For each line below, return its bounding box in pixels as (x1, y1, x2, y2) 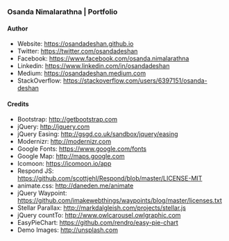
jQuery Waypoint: (17, 189, 67, 197)
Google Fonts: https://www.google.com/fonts (17, 144, 147, 153)
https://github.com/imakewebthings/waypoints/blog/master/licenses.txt (17, 197, 222, 205)
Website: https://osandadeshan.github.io (17, 40, 134, 48)
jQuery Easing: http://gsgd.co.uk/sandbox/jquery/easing (17, 130, 178, 138)
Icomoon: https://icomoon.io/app (17, 160, 112, 168)
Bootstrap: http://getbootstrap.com (17, 115, 118, 124)
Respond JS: (17, 167, 54, 175)
